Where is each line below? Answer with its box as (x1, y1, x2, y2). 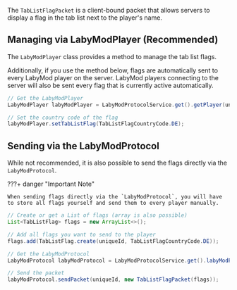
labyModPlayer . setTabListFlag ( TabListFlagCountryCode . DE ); (7, 120, 185, 127)
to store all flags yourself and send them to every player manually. (7, 200, 219, 207)
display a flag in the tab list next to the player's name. (7, 13, 162, 22)
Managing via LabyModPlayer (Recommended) (7, 34, 219, 46)
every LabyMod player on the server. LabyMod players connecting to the (7, 73, 219, 82)
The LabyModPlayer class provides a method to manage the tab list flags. (7, 52, 217, 61)
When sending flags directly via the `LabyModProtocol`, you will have (7, 194, 222, 201)
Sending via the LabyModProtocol (7, 140, 160, 152)
